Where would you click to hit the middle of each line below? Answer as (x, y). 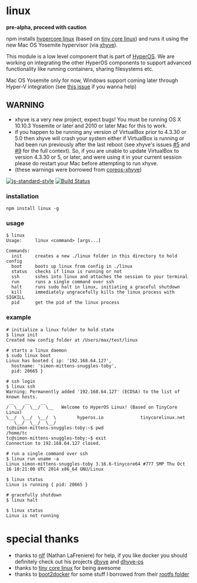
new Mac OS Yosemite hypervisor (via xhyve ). (62, 45)
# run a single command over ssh (47, 453)
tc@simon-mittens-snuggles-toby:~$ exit (56, 438)
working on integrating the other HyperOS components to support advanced (99, 63)
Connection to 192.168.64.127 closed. (54, 443)
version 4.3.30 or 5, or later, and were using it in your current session (98, 157)
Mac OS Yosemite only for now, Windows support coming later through (92, 80)
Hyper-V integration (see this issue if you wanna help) (71, 86)
